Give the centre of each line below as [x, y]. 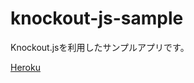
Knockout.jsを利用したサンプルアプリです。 [100, 47]
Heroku [25, 67]
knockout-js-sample [97, 18]
